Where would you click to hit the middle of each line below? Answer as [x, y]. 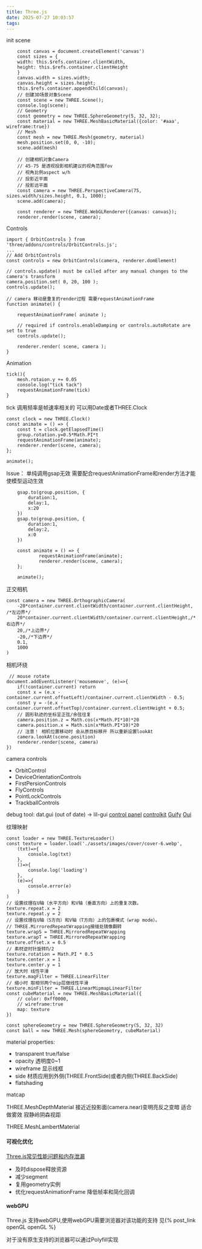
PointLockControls [38, 797]
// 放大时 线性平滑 [28, 972]
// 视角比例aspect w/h [44, 173]
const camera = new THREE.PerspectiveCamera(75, [80, 191]
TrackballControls [37, 803]
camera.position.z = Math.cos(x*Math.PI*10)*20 [78, 720]
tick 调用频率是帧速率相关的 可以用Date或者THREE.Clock [77, 408]
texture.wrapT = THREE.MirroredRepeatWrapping [66, 937]
